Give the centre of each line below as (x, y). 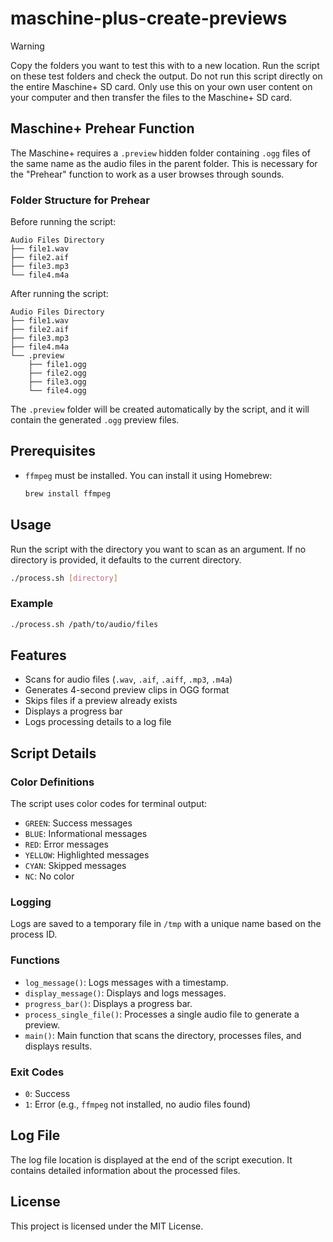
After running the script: (59, 294)
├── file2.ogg (57, 373)
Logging (31, 902)
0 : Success (47, 1093)
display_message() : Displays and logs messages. (125, 993)
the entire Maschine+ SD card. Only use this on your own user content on (161, 86)
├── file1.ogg (57, 365)
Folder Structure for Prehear (80, 200)
